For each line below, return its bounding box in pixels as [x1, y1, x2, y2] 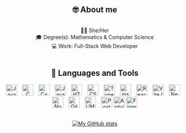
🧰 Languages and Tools [50, 68, 139, 78]
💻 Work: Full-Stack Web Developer [51, 42, 139, 49]
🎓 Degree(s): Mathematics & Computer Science [36, 33, 154, 40]
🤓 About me [72, 5, 118, 15]
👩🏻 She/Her [80, 27, 110, 34]
